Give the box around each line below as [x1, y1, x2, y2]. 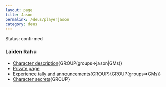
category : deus [5, 21, 38, 27]
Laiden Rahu [5, 48, 37, 55]
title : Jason [5, 12, 33, 17]
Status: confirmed [5, 36, 43, 42]
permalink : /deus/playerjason [5, 17, 70, 22]
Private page [12, 65, 40, 71]
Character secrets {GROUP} [12, 76, 70, 82]
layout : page [5, 7, 33, 13]
